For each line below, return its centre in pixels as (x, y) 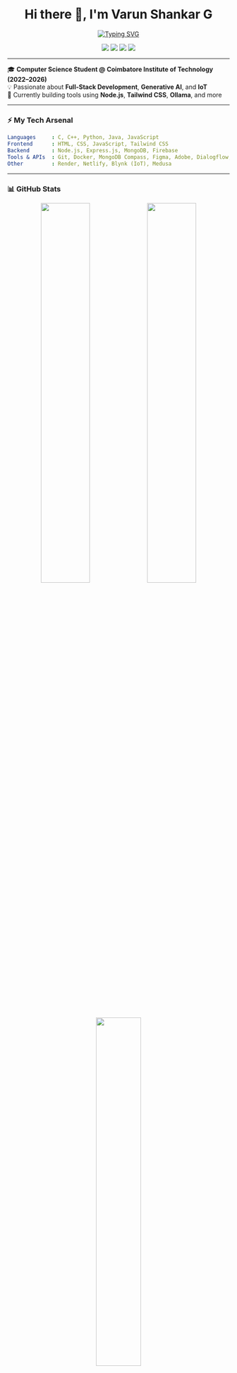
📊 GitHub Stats (34, 188)
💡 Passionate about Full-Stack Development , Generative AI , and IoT (108, 87)
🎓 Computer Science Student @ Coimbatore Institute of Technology (110, 69)
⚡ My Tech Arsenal (40, 120)
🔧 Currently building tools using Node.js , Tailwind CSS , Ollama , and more (115, 95)
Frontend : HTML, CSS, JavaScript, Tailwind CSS (88, 144)
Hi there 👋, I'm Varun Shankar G (119, 14)
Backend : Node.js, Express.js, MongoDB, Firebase (93, 150)
